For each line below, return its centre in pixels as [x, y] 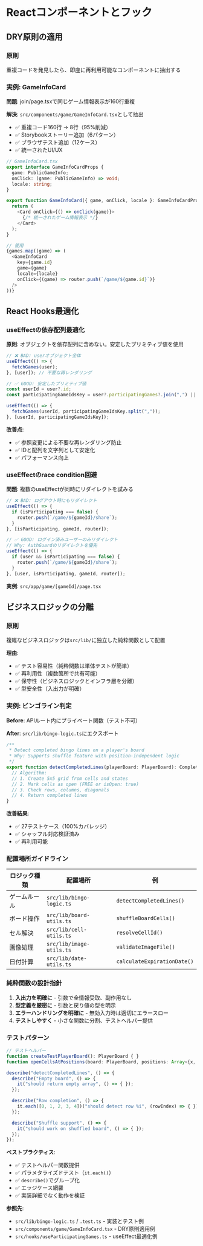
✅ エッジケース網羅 [39, 1188]
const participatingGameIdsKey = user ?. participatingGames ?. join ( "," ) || [101, 395]
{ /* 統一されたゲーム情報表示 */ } [60, 218]
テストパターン [28, 1037]
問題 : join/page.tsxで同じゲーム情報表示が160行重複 [71, 101]
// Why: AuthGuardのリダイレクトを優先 [52, 546]
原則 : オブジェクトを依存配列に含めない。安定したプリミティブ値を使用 [95, 344]
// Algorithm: [29, 773]
